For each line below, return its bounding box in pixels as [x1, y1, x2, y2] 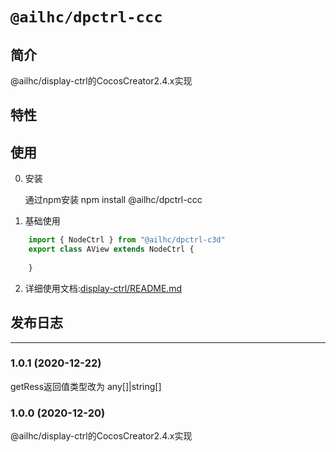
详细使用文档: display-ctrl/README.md [24, 282, 183, 294]
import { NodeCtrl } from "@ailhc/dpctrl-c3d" [28, 235, 226, 245]
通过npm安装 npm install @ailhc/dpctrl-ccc [24, 194, 203, 206]
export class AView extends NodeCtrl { [28, 244, 195, 255]
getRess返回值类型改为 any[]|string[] [10, 380, 162, 392]
